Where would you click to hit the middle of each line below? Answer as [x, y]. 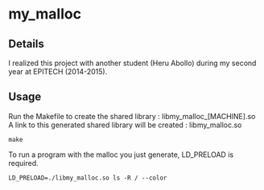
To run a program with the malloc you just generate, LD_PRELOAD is [121, 155]
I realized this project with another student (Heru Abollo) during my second [132, 63]
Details [26, 44]
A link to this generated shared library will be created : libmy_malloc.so [125, 125]
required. [23, 163]
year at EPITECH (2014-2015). [58, 72]
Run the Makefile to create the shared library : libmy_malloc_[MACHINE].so [132, 116]
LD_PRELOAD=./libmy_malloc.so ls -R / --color [88, 178]
